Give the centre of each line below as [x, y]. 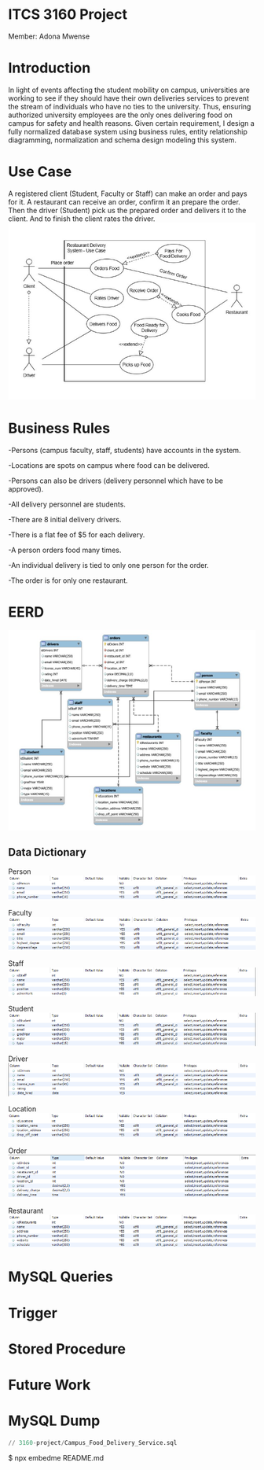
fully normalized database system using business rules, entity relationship [128, 131]
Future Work [49, 1385]
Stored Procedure [67, 1348]
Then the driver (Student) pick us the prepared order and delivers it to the [127, 210]
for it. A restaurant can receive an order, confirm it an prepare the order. [125, 201]
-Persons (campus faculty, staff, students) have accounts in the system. [125, 450]
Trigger [33, 1313]
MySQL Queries [61, 1277]
